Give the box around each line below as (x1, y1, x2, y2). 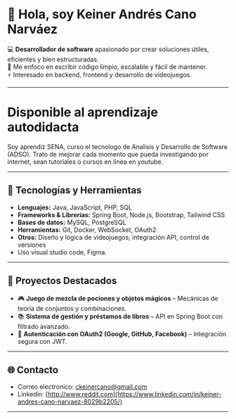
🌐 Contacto (7, 363, 58, 375)
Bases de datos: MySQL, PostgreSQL (17, 218, 126, 226)
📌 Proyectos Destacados (7, 275, 117, 287)
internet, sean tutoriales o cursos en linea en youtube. (7, 157, 164, 166)
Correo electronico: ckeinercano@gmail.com (17, 382, 147, 391)
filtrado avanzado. (17, 322, 70, 330)
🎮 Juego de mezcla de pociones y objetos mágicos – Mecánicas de (17, 294, 218, 302)
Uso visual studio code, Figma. (17, 247, 107, 256)
